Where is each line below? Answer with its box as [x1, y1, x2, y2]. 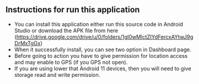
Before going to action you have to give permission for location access [14, 52, 188, 59]
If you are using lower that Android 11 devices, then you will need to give [14, 65, 192, 72]
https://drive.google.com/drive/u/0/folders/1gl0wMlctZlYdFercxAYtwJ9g [16, 33, 194, 41]
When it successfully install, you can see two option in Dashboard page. [14, 46, 192, 53]
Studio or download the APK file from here [14, 27, 119, 34]
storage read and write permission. [14, 71, 101, 78]
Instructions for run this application [5, 5, 140, 15]
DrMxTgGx [14, 39, 41, 46]
